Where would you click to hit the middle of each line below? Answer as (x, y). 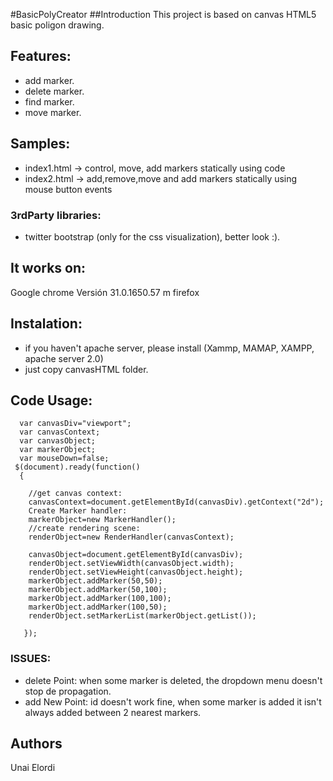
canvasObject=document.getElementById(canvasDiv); (136, 555)
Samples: (40, 144)
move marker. (53, 112)
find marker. (49, 101)
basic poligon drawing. (57, 25)
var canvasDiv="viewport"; (75, 424)
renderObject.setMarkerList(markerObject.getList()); (142, 616)
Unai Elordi (33, 768)
